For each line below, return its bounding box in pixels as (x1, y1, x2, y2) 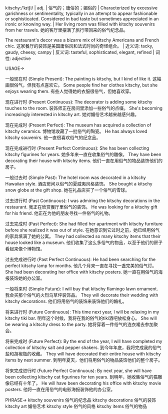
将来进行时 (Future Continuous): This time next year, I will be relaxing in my (5, 309, 159, 314)
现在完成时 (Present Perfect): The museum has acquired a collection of (5, 122, 151, 128)
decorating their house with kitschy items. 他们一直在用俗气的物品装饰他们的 (5, 157, 163, 163)
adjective (11, 55, 31, 61)
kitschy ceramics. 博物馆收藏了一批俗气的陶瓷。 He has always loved (5, 128, 147, 134)
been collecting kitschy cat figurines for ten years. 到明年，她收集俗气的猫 (5, 374, 158, 379)
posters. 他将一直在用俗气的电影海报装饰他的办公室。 (5, 386, 115, 392)
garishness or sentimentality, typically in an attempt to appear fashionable (5, 10, 157, 16)
